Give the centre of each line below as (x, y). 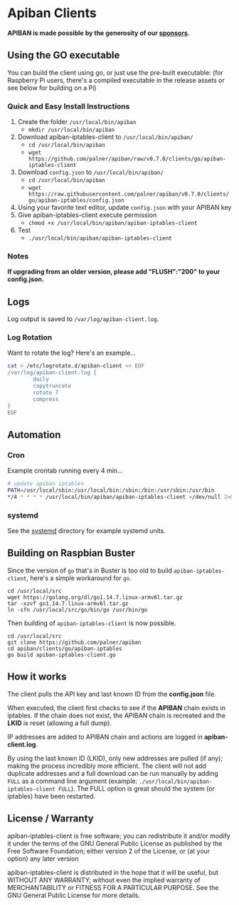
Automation (34, 434)
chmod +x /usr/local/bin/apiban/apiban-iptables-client (113, 223)
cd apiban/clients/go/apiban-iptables (65, 648)
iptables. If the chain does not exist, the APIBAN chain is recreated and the (117, 715)
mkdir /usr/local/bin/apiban (71, 130)
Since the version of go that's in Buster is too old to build (90, 570)
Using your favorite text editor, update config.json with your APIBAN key (124, 208)
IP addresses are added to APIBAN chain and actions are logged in (105, 737)
